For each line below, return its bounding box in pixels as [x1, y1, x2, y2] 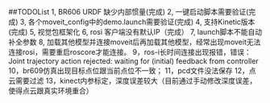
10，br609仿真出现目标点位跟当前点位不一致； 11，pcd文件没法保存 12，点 [8, 66, 256, 75]
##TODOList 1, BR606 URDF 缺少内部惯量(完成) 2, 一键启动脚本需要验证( [8, 7, 249, 16]
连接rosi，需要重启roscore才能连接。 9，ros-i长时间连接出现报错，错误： [8, 47, 251, 56]
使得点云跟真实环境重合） [8, 86, 93, 95]
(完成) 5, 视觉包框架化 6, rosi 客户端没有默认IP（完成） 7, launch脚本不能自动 [8, 27, 263, 36]
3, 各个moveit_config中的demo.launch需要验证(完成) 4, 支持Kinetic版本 [19, 17, 255, 27]
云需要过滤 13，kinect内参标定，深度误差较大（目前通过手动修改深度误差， [8, 76, 257, 85]
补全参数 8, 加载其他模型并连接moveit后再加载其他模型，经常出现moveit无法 [8, 37, 261, 47]
